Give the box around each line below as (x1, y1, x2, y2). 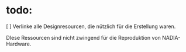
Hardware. (6, 40, 32, 47)
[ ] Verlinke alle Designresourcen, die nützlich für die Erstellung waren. (6, 23, 176, 30)
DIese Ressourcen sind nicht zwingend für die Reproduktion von (6, 34, 161, 41)
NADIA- (161, 34, 181, 41)
